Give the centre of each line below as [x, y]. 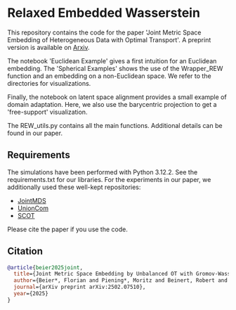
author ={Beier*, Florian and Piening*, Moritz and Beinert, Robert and [121, 280]
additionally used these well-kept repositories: [74, 187]
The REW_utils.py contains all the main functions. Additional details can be [115, 125]
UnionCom [33, 208]
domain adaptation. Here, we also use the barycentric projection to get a [112, 104]
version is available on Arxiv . [48, 47]
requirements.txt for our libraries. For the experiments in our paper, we [109, 179]
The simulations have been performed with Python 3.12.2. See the [103, 172]
